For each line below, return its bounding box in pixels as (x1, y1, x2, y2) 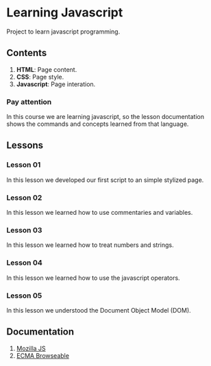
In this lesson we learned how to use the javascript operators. (6, 274, 180, 282)
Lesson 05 (6, 291, 42, 300)
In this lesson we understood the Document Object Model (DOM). (6, 306, 191, 314)
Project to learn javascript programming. (6, 27, 121, 36)
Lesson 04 (6, 258, 42, 267)
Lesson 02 (6, 193, 42, 202)
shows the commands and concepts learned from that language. (6, 120, 189, 128)
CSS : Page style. (16, 73, 64, 81)
